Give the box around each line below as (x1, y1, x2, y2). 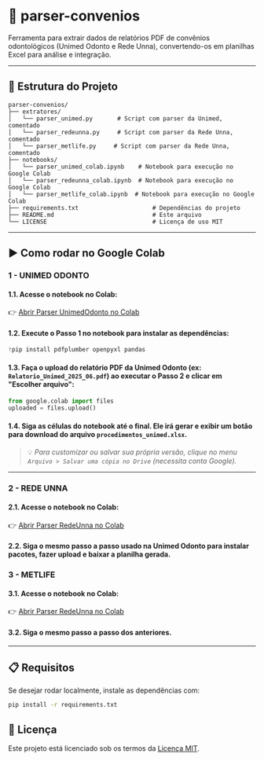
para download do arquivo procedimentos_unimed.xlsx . (8, 429, 187, 439)
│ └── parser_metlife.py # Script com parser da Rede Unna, (8, 142, 230, 150)
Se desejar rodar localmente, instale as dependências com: (8, 686, 200, 695)
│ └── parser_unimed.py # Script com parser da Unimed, (8, 114, 223, 123)
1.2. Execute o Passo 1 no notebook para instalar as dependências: (8, 328, 229, 337)
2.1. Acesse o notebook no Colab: (8, 502, 119, 512)
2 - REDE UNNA (8, 483, 68, 494)
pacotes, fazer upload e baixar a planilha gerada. (8, 550, 171, 559)
